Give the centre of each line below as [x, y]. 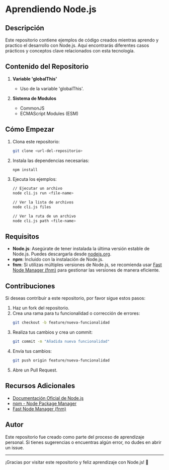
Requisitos [22, 237]
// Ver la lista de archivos [43, 202]
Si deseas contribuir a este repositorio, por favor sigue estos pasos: [75, 298]
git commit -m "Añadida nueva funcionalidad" [61, 342]
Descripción [25, 28]
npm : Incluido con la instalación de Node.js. [58, 259]
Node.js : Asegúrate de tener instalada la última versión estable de [81, 249]
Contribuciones [30, 286]
